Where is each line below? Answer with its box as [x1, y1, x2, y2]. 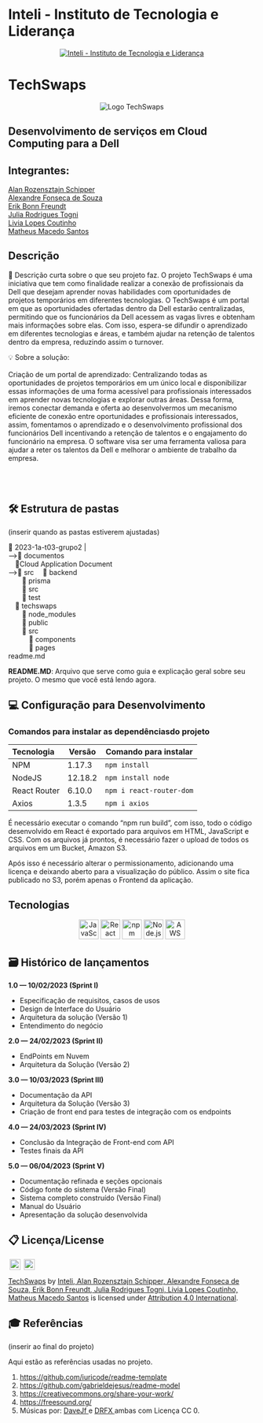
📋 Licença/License [8, 1234, 104, 1247]
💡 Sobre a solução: [8, 352, 70, 361]
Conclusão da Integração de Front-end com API [19, 1138, 174, 1147]
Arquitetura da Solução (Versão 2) [19, 1060, 130, 1069]
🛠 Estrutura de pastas [8, 502, 119, 516]
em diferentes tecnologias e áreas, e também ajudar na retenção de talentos [8, 328, 255, 338]
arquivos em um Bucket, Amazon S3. [8, 843, 128, 853]
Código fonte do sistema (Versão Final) [19, 1185, 147, 1195]
